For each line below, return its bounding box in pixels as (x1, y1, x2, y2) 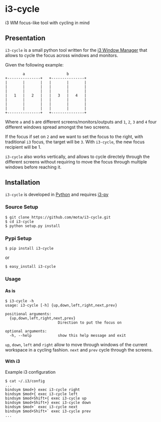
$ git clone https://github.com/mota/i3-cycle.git (5, 215, 111, 220)
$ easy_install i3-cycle (5, 264, 56, 269)
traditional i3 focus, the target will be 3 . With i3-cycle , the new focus (5, 139, 145, 145)
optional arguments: (5, 329, 48, 334)
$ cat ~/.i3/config (5, 379, 45, 384)
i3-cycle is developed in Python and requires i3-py (5, 191, 109, 197)
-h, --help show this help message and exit (9, 333, 126, 338)
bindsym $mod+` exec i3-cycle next (5, 405, 78, 410)
